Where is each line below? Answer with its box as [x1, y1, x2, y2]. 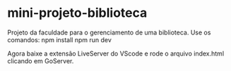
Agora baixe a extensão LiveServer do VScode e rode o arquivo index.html [7, 49, 225, 58]
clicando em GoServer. [7, 56, 74, 65]
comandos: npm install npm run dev [7, 35, 112, 44]
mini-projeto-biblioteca [7, 5, 148, 21]
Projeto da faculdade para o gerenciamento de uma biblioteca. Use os [7, 28, 211, 37]
